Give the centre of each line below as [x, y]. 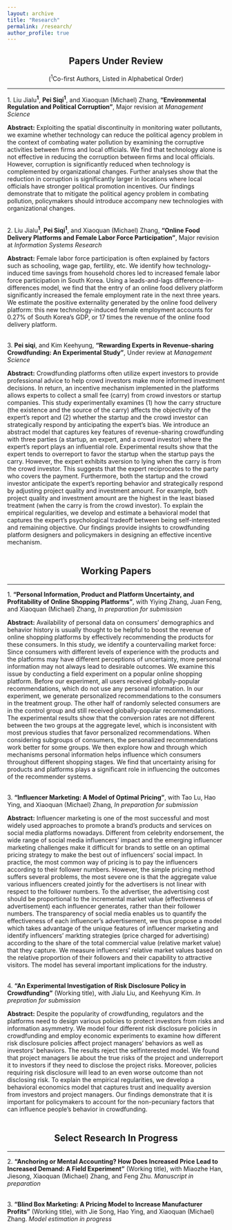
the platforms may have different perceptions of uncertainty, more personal [114, 659]
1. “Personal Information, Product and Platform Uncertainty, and [101, 594]
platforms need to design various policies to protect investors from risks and [116, 1021]
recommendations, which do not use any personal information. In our [105, 688]
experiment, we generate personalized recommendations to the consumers [114, 696]
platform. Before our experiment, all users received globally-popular [104, 681]
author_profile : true [38, 33]
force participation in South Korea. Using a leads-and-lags [90, 281]
